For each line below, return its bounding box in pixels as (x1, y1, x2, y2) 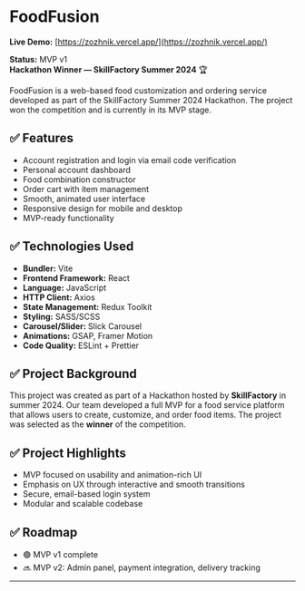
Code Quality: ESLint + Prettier (22, 340, 139, 351)
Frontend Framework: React (22, 272, 130, 283)
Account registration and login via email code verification (22, 154, 237, 165)
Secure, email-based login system (22, 489, 152, 499)
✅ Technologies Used (9, 238, 134, 255)
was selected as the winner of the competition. (9, 419, 186, 430)
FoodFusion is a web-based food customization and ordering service (9, 84, 268, 96)
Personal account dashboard (22, 164, 132, 175)
